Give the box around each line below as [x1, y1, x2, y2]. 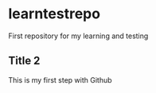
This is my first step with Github [8, 75, 113, 84]
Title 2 [8, 54, 41, 68]
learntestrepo [8, 5, 101, 23]
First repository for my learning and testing [8, 31, 149, 41]
